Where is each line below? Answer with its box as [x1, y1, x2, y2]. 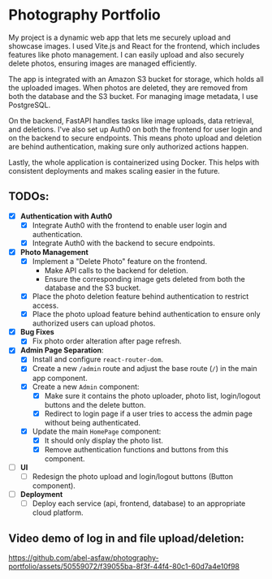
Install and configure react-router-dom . [32, 355, 164, 365]
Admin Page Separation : [19, 345, 104, 355]
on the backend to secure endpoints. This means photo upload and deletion [8, 132, 262, 143]
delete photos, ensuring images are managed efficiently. [8, 58, 197, 68]
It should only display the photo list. [44, 435, 164, 445]
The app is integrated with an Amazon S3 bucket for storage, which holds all [8, 74, 264, 84]
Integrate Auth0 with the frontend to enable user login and [32, 220, 227, 230]
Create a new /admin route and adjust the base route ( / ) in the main [32, 364, 257, 374]
